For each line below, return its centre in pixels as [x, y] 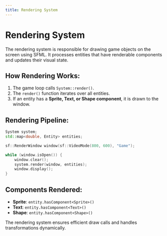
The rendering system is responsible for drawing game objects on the [78, 49]
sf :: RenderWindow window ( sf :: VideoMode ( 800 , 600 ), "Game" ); [70, 146]
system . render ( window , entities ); [51, 164]
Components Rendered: [44, 190]
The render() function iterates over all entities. [61, 93]
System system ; [21, 132]
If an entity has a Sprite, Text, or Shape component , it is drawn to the [86, 99]
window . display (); [34, 169]
